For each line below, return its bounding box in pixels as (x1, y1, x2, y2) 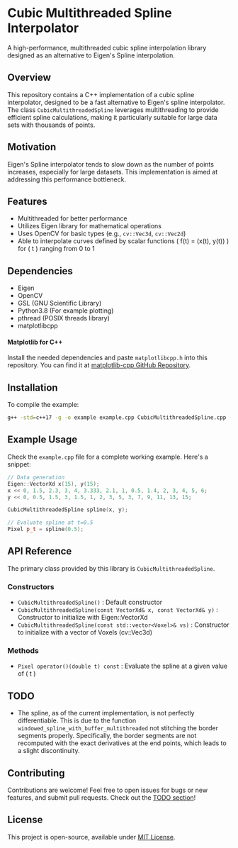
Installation (7, 381, 58, 394)
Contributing (7, 767, 65, 779)
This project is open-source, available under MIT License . (7, 832, 176, 841)
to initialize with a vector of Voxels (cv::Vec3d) (17, 628, 153, 637)
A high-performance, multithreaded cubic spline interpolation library (7, 43, 207, 52)
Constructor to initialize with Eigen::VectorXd (17, 613, 148, 622)
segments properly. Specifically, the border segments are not (17, 732, 197, 740)
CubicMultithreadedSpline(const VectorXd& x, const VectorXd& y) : (17, 606, 218, 614)
